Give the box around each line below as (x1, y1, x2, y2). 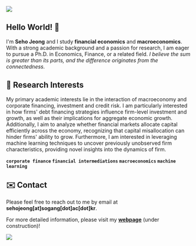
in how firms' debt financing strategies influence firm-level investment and (6, 108, 187, 115)
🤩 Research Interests (6, 80, 84, 90)
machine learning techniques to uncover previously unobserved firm (6, 139, 172, 147)
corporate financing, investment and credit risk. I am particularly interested (6, 102, 188, 109)
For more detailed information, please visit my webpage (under (6, 216, 160, 223)
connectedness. (6, 63, 45, 70)
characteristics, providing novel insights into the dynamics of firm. (6, 145, 167, 152)
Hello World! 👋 (6, 22, 60, 32)
